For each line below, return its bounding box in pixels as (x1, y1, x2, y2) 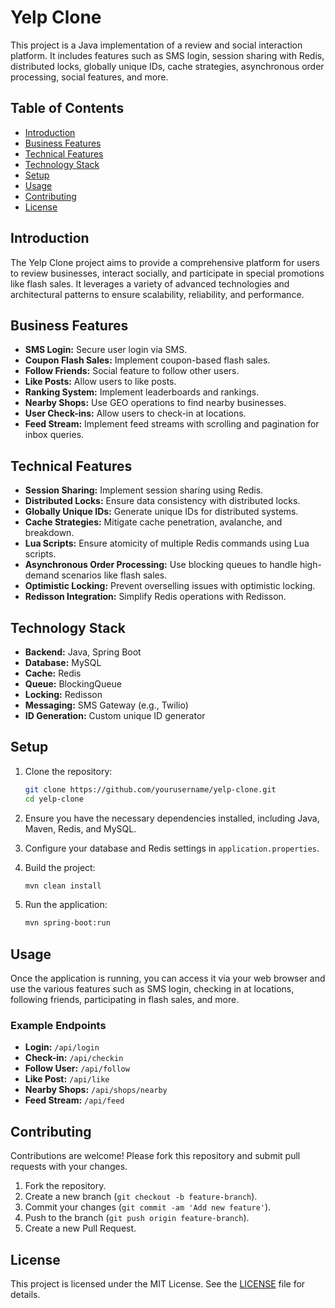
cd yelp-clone (24, 794, 84, 804)
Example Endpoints (10, 1019, 107, 1033)
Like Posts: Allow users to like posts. (24, 376, 177, 388)
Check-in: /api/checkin (24, 1052, 124, 1064)
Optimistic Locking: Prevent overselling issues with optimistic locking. (24, 580, 316, 592)
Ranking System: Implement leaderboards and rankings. (24, 386, 260, 398)
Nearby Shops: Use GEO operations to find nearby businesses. (24, 397, 287, 409)
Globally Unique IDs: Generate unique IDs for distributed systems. (24, 506, 299, 518)
